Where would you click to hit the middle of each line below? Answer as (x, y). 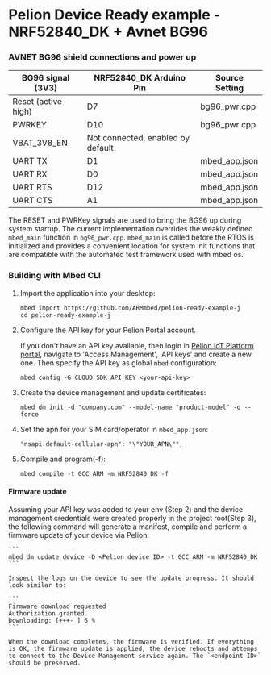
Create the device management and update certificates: (113, 392)
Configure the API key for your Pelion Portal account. (108, 330)
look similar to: (38, 585)
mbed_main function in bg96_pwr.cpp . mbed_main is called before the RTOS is (131, 237)
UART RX (30, 174)
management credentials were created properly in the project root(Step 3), (132, 518)
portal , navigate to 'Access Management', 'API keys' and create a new (136, 354)
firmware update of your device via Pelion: (79, 535)
